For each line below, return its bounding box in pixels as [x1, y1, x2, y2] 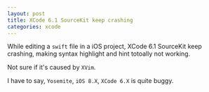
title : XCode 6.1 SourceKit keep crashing [7, 17, 133, 24]
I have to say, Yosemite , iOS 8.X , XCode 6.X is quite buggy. [7, 77, 174, 85]
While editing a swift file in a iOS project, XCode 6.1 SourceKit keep [7, 43, 202, 51]
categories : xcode [7, 23, 61, 30]
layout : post [7, 10, 46, 17]
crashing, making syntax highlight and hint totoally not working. [7, 49, 191, 58]
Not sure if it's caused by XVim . [7, 63, 96, 72]
